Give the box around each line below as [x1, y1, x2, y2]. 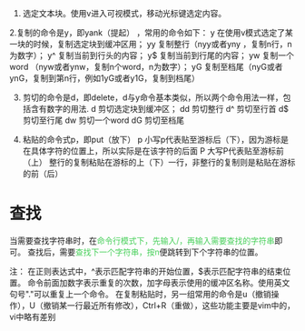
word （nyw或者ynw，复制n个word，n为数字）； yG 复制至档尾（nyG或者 [9, 62, 283, 72]
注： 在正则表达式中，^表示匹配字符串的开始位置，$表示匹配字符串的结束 [9, 266, 283, 276]
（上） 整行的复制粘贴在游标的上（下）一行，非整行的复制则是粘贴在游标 [22, 157, 296, 167]
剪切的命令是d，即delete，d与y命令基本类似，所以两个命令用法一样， [22, 92, 283, 103]
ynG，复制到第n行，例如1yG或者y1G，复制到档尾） [9, 73, 200, 84]
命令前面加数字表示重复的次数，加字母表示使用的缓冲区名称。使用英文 [26, 276, 290, 288]
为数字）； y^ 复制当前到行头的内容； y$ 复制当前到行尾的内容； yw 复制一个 [9, 50, 295, 61]
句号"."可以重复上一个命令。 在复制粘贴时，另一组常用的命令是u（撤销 [9, 288, 271, 299]
